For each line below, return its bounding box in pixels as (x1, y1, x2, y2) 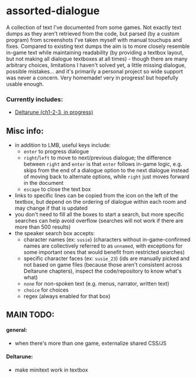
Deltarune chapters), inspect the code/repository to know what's (23, 268, 182, 275)
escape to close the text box (23, 185, 91, 193)
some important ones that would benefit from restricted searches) (23, 249, 185, 256)
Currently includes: (6, 95, 63, 103)
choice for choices (23, 286, 69, 294)
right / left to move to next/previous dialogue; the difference (23, 154, 172, 161)
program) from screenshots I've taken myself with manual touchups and (6, 36, 182, 43)
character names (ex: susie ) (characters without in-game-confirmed (23, 236, 191, 244)
